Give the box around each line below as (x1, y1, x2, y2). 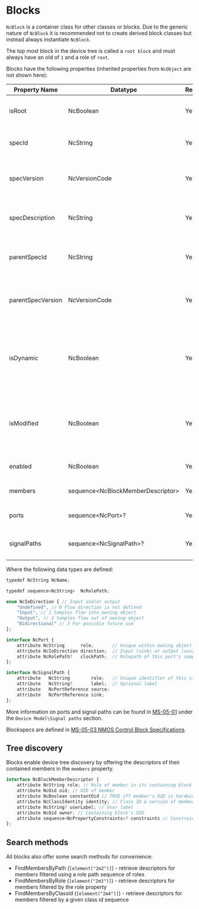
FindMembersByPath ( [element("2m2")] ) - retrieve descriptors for (14, 864, 176, 872)
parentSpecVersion (9, 296, 63, 304)
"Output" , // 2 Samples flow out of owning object (17, 615, 145, 621)
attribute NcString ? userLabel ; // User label (17, 804, 134, 810)
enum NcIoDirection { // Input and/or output (6, 598, 120, 604)
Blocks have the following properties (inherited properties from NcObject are (6, 65, 191, 72)
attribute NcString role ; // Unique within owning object (17, 642, 192, 648)
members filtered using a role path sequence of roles (14, 871, 145, 878)
